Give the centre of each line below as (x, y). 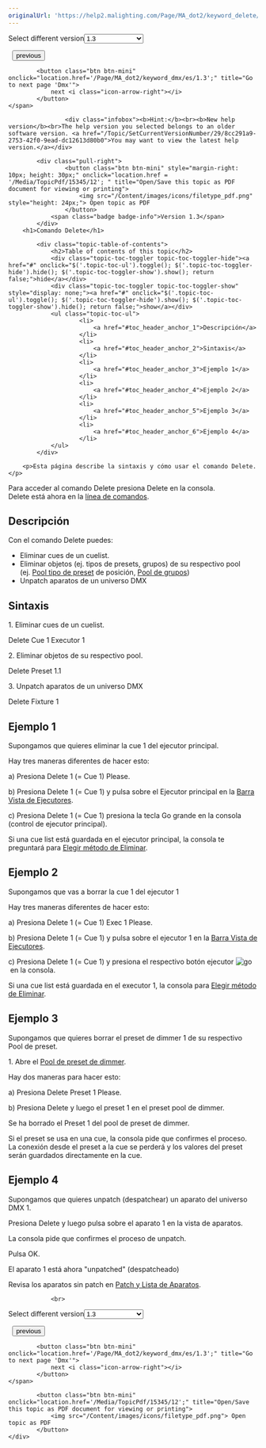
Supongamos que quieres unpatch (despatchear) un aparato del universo (128, 1199)
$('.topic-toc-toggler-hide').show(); (125, 300)
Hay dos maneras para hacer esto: (65, 1077)
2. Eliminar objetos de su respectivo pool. (76, 655)
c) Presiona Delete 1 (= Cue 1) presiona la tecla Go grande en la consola (125, 816)
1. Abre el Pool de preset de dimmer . (67, 1061)
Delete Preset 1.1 (35, 671)
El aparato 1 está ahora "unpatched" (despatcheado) (94, 1269)
